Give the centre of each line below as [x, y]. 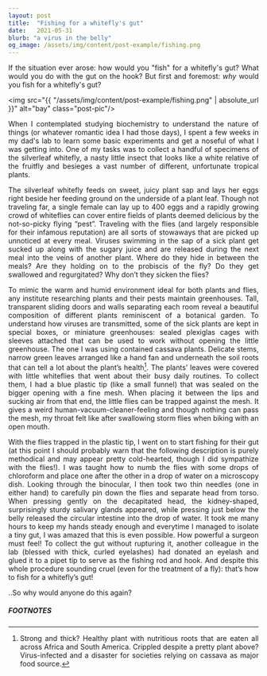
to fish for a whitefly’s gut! [51, 577]
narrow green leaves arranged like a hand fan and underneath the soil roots [133, 358]
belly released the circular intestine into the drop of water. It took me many [133, 518]
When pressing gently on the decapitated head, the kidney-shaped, [133, 501]
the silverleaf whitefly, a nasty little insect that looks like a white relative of [133, 158]
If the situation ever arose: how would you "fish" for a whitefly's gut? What [133, 68]
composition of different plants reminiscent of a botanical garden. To [133, 316]
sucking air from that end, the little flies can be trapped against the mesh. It [133, 401]
